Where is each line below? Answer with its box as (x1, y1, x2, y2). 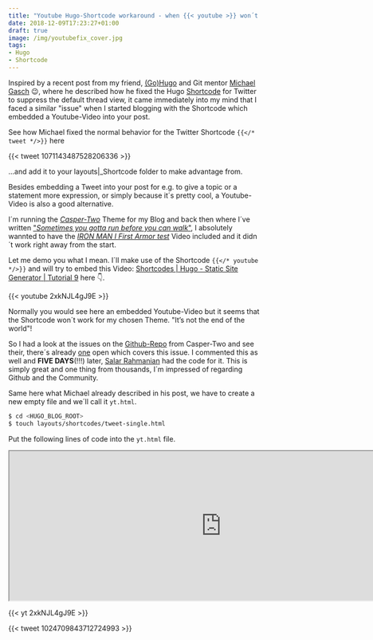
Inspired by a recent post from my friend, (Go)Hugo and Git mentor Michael (8, 77, 256, 88)
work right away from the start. (14, 240, 117, 249)
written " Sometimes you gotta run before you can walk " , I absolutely (8, 222, 233, 232)
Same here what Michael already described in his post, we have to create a (8, 388, 255, 398)
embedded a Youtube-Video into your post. (8, 112, 151, 121)
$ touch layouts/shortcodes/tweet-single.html (8, 419, 166, 427)
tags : (8, 41, 26, 49)
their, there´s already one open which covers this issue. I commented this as (8, 347, 258, 357)
